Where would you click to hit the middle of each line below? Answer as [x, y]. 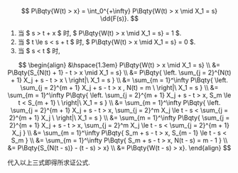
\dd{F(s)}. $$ [119, 18]
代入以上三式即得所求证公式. [49, 162]
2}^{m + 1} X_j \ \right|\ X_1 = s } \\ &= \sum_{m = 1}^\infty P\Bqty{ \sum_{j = [119, 118]
